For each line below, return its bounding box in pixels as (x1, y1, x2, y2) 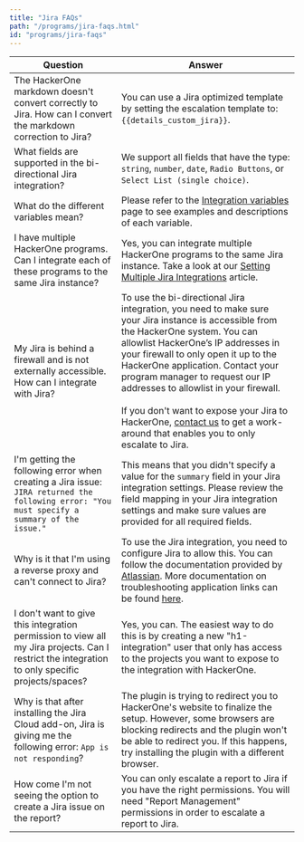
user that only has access (173, 641, 282, 654)
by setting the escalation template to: (120, 102, 279, 115)
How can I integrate (14, 377, 98, 389)
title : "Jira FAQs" (9, 13, 83, 23)
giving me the (14, 730, 72, 742)
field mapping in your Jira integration (120, 493, 278, 505)
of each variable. (120, 216, 193, 229)
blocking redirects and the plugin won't (120, 723, 288, 736)
